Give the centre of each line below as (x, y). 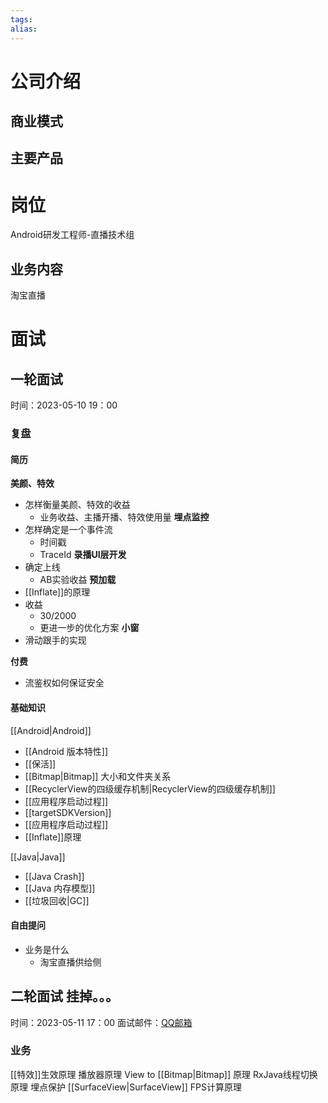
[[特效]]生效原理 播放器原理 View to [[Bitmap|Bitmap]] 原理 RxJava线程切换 (164, 1074)
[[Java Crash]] (54, 876)
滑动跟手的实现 (55, 640)
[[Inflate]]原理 (53, 837)
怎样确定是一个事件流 (68, 530)
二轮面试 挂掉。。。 (64, 996)
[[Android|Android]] (51, 730)
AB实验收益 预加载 (78, 580)
